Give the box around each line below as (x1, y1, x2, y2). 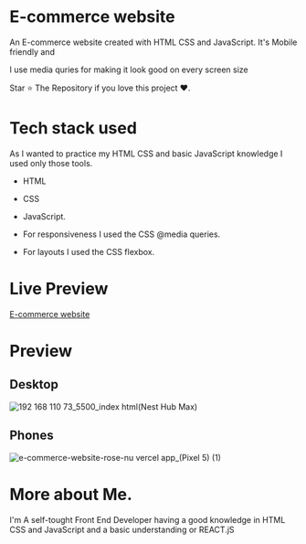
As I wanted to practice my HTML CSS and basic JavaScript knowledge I (9, 148, 283, 159)
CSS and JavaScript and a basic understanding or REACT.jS (9, 524, 235, 535)
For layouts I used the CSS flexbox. (22, 246, 155, 257)
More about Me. (9, 484, 132, 505)
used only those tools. (9, 157, 93, 168)
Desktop (9, 377, 59, 392)
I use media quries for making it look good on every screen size (9, 64, 248, 75)
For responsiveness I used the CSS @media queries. (22, 229, 221, 240)
